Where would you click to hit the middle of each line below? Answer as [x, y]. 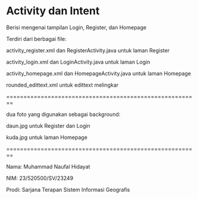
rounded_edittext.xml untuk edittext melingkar [62, 85]
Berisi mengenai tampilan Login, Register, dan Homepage [76, 27]
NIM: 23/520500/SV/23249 [40, 178]
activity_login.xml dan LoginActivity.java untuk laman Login [78, 62]
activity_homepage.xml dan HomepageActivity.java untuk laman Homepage [99, 73]
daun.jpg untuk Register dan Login [48, 125]
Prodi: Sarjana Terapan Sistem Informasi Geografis [68, 189]
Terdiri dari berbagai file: [36, 39]
